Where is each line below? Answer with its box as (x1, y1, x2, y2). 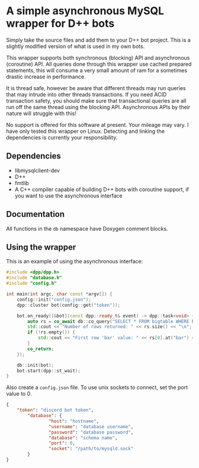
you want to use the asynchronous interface (14, 192, 123, 199)
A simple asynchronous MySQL (6, 4, 165, 18)
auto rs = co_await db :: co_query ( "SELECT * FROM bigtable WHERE (27, 319, 190, 324)
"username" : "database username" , (48, 424, 134, 429)
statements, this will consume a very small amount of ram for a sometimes (6, 66, 188, 74)
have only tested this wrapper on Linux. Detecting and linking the (6, 128, 165, 135)
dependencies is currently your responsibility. (6, 133, 118, 141)
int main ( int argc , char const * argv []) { (6, 291, 113, 297)
